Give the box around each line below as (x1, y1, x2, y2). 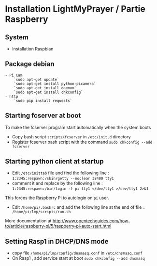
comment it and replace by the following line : (12, 181, 103, 186)
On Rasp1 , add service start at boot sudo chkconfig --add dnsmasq (12, 255, 145, 261)
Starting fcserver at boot (5, 112, 81, 120)
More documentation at (5, 218, 52, 224)
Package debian (5, 60, 55, 68)
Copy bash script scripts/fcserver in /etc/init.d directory (12, 133, 131, 139)
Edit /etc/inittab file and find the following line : (12, 170, 110, 176)
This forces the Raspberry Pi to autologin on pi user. (5, 195, 110, 201)
